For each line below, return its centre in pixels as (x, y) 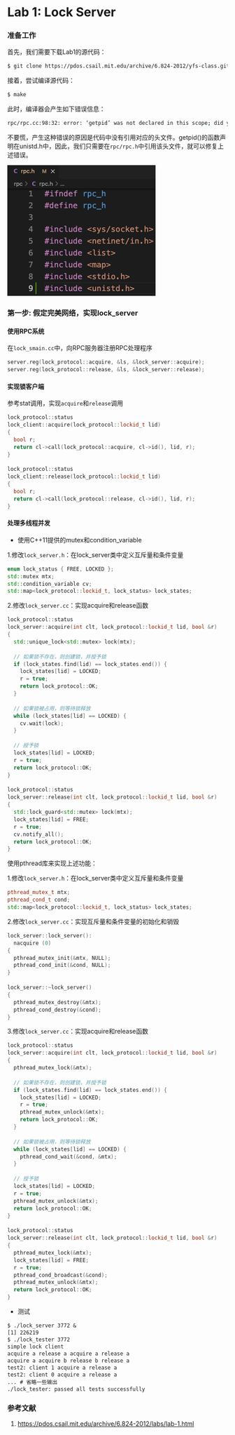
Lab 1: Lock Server (62, 12)
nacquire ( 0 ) (33, 943)
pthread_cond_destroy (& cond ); (57, 1010)
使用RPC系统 (26, 331)
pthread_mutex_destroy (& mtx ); (57, 1002)
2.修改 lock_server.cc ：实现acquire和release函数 (78, 606)
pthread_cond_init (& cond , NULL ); (62, 966)
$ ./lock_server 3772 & (42, 1326)
